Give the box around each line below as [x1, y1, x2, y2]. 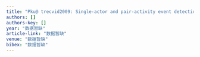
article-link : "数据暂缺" [6, 31, 67, 37]
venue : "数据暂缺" [6, 36, 49, 42]
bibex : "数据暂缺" [6, 42, 49, 48]
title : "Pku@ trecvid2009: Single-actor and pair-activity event [6, 8, 171, 15]
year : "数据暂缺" [6, 25, 46, 31]
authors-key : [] [6, 20, 46, 26]
